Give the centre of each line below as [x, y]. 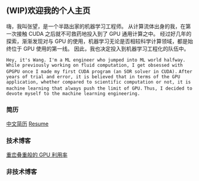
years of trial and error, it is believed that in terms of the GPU [93, 76]
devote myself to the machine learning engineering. [73, 93]
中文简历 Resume [27, 124]
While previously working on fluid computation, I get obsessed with [95, 65]
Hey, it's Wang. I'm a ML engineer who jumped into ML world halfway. [96, 60]
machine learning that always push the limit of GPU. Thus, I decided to [99, 88]
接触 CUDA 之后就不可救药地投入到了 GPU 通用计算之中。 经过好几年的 [104, 33]
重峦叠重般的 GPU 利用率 [37, 155]
